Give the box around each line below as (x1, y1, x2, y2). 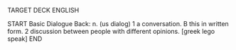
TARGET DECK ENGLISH (7, 6, 80, 14)
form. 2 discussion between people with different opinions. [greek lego (7, 27, 215, 35)
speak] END (7, 35, 43, 43)
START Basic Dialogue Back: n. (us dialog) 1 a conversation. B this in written (7, 20, 229, 27)
